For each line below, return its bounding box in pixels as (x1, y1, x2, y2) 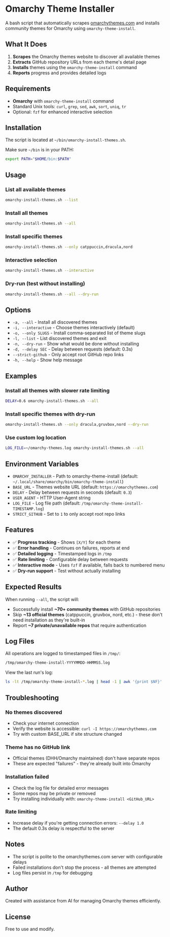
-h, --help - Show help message (12, 357, 83, 363)
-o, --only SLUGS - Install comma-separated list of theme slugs (12, 330, 146, 336)
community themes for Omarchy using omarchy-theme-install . (5, 25, 136, 31)
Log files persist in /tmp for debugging (12, 869, 93, 876)
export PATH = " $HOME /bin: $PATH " (5, 157, 72, 162)
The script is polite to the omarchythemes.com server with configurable (12, 853, 163, 859)
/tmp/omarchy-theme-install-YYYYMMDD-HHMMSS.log (5, 660, 110, 666)
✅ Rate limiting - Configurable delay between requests (12, 556, 128, 562)
